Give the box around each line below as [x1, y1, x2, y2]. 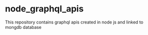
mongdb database [5, 24, 42, 30]
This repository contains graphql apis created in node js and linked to [5, 19, 144, 25]
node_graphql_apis [5, 3, 84, 14]
